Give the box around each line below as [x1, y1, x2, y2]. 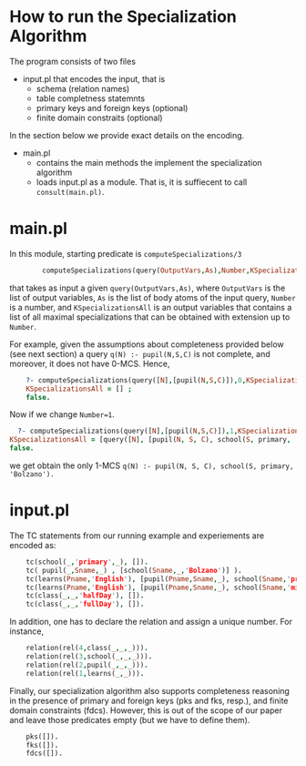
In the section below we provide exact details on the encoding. [9, 129, 245, 140]
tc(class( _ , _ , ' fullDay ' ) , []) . [25, 599, 145, 609]
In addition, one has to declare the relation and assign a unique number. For [9, 617, 293, 628]
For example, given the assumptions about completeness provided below [9, 339, 284, 350]
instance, [9, 626, 45, 637]
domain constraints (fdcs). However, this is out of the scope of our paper [9, 704, 282, 716]
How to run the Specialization [9, 6, 237, 27]
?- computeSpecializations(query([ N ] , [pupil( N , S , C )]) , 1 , [17, 426, 239, 436]
